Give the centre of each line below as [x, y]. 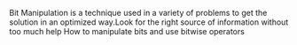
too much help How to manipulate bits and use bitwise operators [127, 31]
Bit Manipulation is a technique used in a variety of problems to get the [138, 13]
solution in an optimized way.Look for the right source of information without [149, 22]
